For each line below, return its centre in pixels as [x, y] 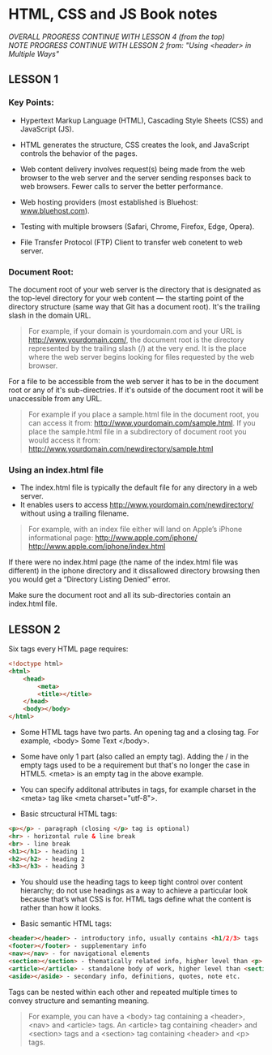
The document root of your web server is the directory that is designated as [135, 289]
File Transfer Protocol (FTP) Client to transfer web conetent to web [131, 242]
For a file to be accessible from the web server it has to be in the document [134, 381]
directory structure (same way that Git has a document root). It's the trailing [134, 306]
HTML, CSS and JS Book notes [113, 14]
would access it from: [64, 440]
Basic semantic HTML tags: [66, 923]
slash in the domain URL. [50, 315]
